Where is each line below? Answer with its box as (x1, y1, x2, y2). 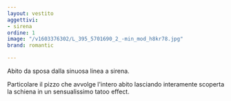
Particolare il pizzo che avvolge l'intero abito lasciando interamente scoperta (7, 80, 225, 88)
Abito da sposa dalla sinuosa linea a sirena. (7, 67, 130, 75)
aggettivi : (7, 16, 39, 23)
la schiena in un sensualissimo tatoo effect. (7, 87, 130, 96)
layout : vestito (7, 10, 54, 17)
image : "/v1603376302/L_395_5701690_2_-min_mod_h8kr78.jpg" (7, 36, 184, 43)
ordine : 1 (7, 29, 36, 36)
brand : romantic (7, 42, 54, 49)
